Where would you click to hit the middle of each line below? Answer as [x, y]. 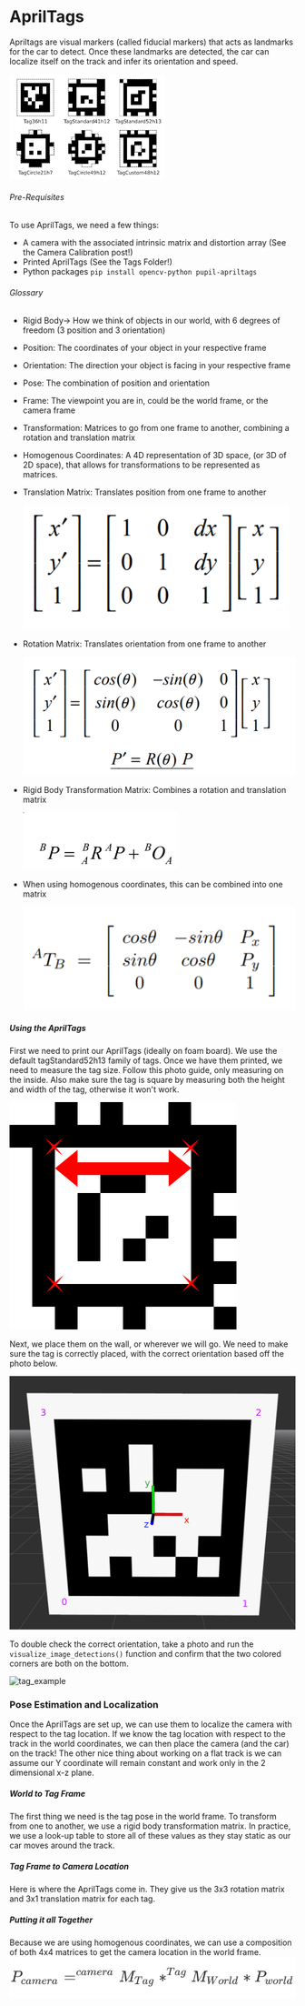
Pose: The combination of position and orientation [116, 383]
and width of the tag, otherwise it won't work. [94, 1089]
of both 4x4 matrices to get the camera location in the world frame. [135, 1952]
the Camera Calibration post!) [78, 253]
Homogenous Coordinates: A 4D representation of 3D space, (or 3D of [155, 456]
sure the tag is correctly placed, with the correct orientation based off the [147, 1353]
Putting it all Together [51, 1920]
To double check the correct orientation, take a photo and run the [132, 1644]
